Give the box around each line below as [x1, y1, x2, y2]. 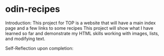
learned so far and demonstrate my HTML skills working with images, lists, [5, 30, 159, 36]
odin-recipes [5, 3, 60, 15]
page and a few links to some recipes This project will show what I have [5, 25, 153, 31]
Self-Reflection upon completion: [5, 45, 74, 51]
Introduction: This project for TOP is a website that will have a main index [5, 20, 156, 26]
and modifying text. [5, 36, 46, 42]
